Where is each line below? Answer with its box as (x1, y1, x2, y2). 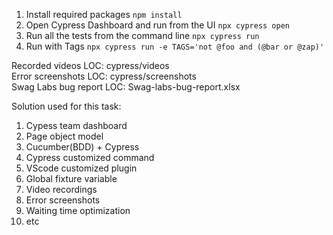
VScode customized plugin (25, 162, 138, 174)
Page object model (25, 130, 104, 142)
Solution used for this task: (11, 100, 122, 112)
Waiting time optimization (25, 205, 131, 216)
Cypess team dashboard (25, 120, 128, 131)
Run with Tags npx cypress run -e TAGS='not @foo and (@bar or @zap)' (25, 40, 325, 52)
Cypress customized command (25, 152, 155, 163)
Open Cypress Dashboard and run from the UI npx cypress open (25, 19, 291, 31)
